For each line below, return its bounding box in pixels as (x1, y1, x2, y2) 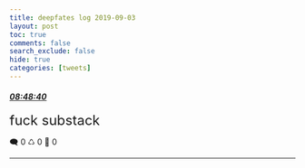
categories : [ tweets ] (9, 64, 92, 73)
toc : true (9, 30, 47, 39)
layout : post (9, 22, 59, 31)
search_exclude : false (9, 47, 95, 56)
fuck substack (9, 112, 101, 129)
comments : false (9, 38, 71, 48)
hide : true (9, 55, 51, 64)
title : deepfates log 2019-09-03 (9, 13, 136, 23)
